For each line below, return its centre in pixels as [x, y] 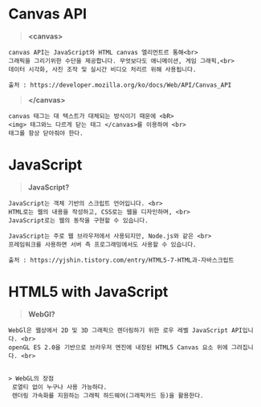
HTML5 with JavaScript [88, 292]
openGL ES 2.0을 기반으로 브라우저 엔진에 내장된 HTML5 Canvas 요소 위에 [118, 347]
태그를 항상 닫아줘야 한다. [46, 133]
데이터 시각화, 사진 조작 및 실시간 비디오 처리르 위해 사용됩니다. [102, 69]
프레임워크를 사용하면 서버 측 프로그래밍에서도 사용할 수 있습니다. [102, 244]
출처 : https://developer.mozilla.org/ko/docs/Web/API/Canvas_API [120, 85]
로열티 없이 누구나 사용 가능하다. [59, 387]
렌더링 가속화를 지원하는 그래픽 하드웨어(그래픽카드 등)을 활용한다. [108, 395]
